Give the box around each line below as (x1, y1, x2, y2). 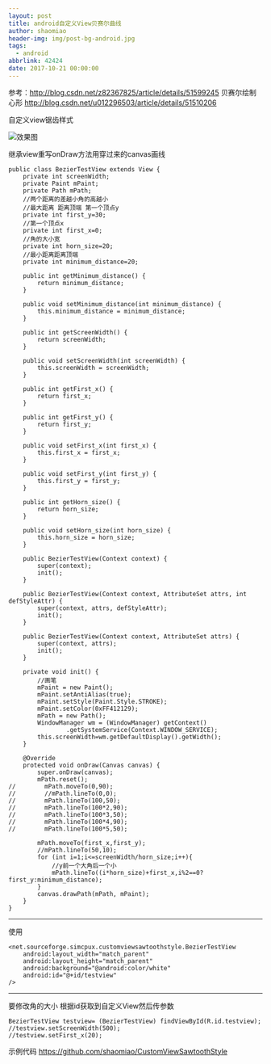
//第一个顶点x (23, 219, 65, 227)
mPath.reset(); (37, 775, 89, 784)
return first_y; (37, 420, 92, 428)
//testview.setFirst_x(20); (8, 1031, 103, 1039)
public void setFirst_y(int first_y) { (23, 469, 157, 477)
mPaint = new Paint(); (37, 683, 114, 692)
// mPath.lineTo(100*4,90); (8, 818, 128, 826)
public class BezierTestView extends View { (8, 165, 161, 174)
